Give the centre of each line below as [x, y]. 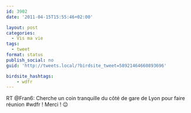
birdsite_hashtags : [30, 76]
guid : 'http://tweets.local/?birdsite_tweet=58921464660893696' [86, 66]
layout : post [22, 28]
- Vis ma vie [27, 39]
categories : [21, 33]
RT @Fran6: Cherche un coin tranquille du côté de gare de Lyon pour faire [95, 98]
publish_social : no [30, 60]
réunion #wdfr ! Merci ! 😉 [37, 105]
